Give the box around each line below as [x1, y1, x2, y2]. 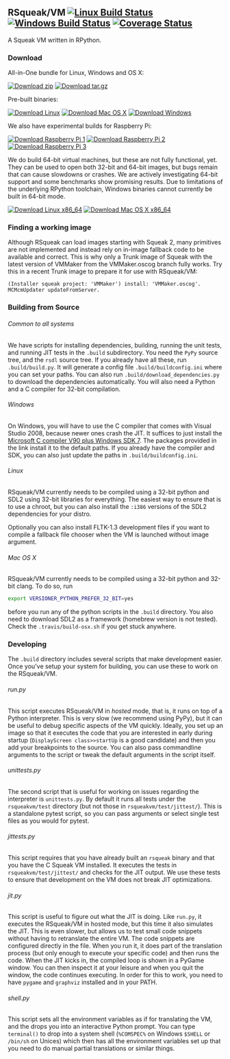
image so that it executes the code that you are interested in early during [8, 729, 213, 737]
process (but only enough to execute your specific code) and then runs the [8, 949, 220, 957]
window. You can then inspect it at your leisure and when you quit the [8, 964, 204, 972]
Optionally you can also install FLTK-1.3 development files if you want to [8, 523, 210, 531]
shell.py [8, 994, 30, 1002]
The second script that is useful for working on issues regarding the [8, 787, 199, 795]
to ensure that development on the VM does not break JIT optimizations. [8, 875, 212, 883]
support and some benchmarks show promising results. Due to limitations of [8, 178, 223, 186]
